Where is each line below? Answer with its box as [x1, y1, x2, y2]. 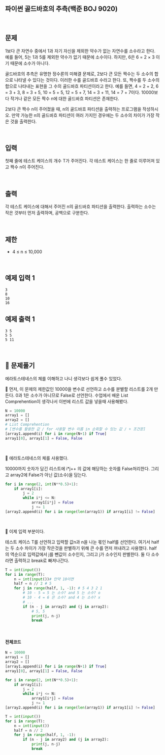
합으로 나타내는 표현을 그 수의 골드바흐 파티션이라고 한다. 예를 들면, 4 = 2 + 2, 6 [5, 83, 159, 89]
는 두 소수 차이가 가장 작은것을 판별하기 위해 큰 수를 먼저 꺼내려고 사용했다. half [5, 545, 157, 551]
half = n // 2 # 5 [14, 581, 52, 586]
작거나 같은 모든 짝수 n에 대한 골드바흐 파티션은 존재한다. [10, 96, 119, 101]
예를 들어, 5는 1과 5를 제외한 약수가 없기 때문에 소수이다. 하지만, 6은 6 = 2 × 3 [5, 54, 155, 60]
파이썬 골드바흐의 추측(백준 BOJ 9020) [5, 4, 118, 13]
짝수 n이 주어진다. [10, 164, 45, 170]
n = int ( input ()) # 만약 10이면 [14, 576, 74, 582]
